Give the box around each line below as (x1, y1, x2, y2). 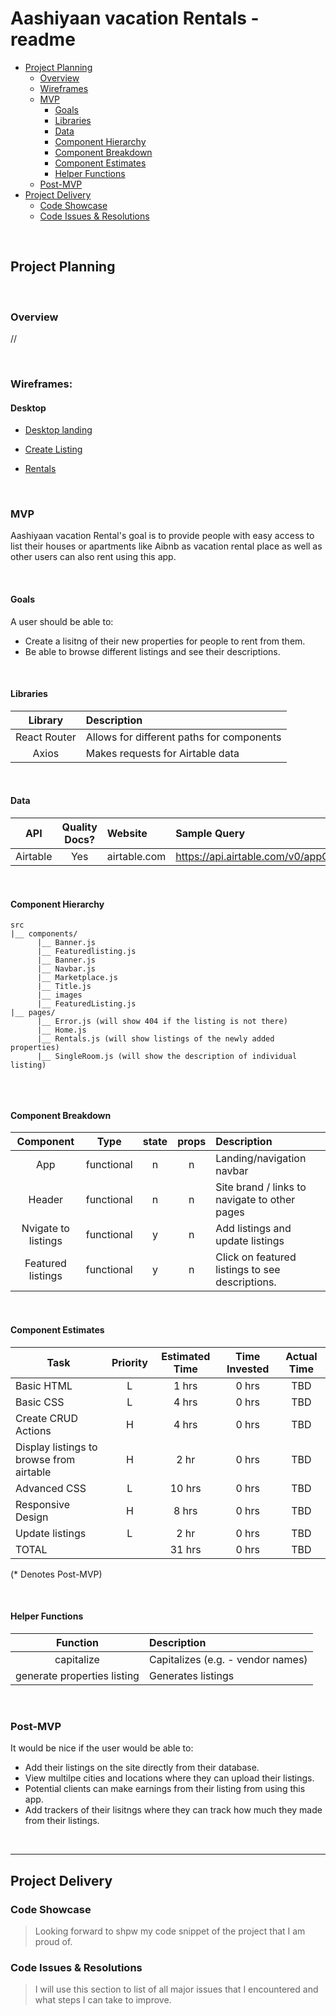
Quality (61, 820, 98, 834)
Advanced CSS (15, 1481, 87, 1495)
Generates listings (148, 1668, 235, 1682)
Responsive (15, 1497, 71, 1511)
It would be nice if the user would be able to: (10, 1742, 194, 1754)
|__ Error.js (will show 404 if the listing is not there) (36, 1017, 288, 1027)
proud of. (34, 1935, 73, 1947)
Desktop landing (24, 424, 93, 436)
